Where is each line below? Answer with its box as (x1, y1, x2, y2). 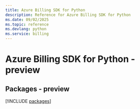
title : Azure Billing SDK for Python (5, 7, 86, 13)
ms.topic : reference (5, 21, 49, 27)
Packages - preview (5, 84, 70, 93)
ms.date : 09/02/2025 (5, 17, 49, 22)
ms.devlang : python (5, 27, 47, 32)
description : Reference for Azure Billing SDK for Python (5, 12, 131, 17)
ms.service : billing (5, 31, 49, 36)
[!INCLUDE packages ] (5, 98, 51, 104)
